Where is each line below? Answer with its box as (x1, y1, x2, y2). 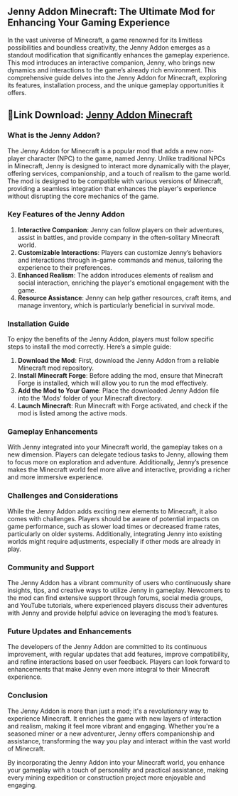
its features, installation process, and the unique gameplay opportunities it (7, 81, 225, 89)
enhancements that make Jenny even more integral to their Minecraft (7, 665, 210, 674)
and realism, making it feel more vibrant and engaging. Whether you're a (7, 721, 220, 730)
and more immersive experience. (7, 473, 104, 481)
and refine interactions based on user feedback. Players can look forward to (7, 658, 230, 666)
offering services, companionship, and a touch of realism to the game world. (7, 169, 232, 178)
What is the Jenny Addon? (7, 131, 101, 141)
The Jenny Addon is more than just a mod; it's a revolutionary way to (7, 707, 209, 715)
